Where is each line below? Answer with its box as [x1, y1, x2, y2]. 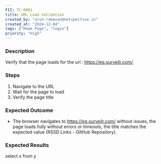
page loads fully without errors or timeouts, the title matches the [12, 124, 146, 130]
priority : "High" [5, 31, 42, 36]
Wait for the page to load [12, 89, 65, 95]
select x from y [5, 153, 36, 159]
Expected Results [5, 141, 49, 148]
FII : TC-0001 [5, 7, 33, 13]
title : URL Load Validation [5, 12, 65, 17]
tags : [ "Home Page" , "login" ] [5, 26, 69, 31]
